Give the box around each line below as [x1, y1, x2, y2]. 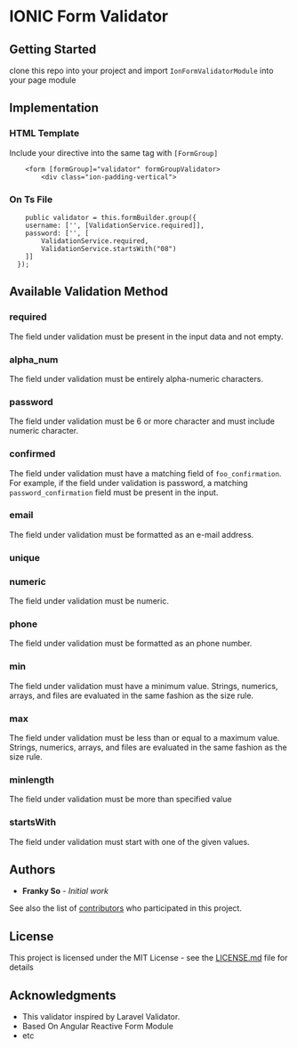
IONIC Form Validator [9, 6, 169, 27]
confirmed [9, 448, 56, 460]
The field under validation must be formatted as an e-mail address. [9, 529, 254, 540]
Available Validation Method [9, 284, 169, 299]
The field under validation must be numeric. [9, 596, 169, 606]
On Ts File [9, 193, 53, 206]
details [9, 962, 34, 972]
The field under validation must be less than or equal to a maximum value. [9, 732, 280, 743]
